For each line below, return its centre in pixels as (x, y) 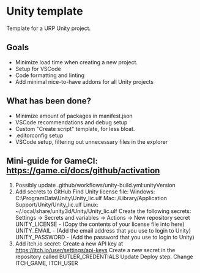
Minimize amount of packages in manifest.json (74, 116)
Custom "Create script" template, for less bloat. (75, 129)
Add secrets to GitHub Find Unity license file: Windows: (85, 192)
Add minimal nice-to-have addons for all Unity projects (84, 81)
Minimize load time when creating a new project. (76, 62)
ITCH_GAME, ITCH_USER (46, 263)
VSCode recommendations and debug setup (71, 122)
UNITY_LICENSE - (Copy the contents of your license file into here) (100, 224)
